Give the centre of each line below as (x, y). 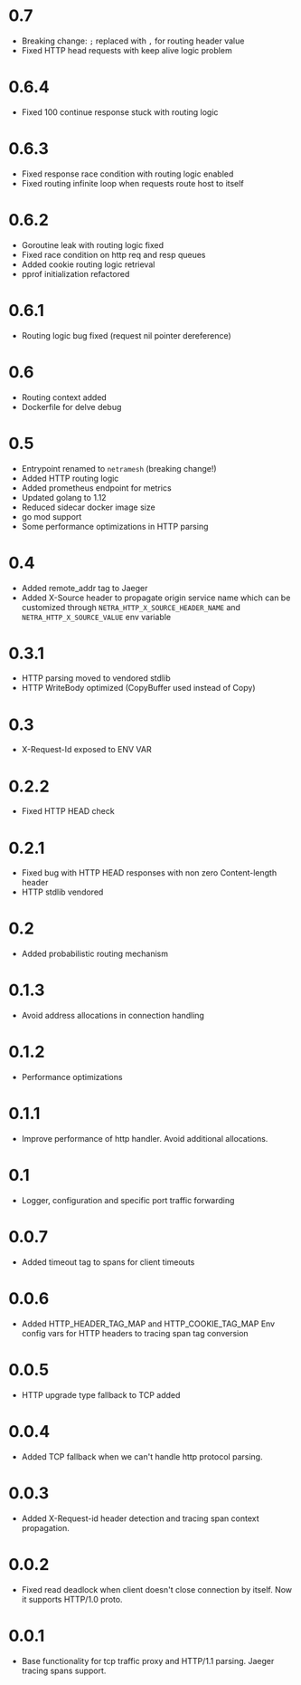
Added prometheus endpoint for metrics (97, 488)
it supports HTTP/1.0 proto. (72, 1599)
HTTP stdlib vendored (62, 892)
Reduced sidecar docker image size (88, 507)
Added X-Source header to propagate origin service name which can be (156, 598)
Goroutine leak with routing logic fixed (93, 244)
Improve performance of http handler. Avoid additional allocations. (145, 1139)
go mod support (52, 516)
